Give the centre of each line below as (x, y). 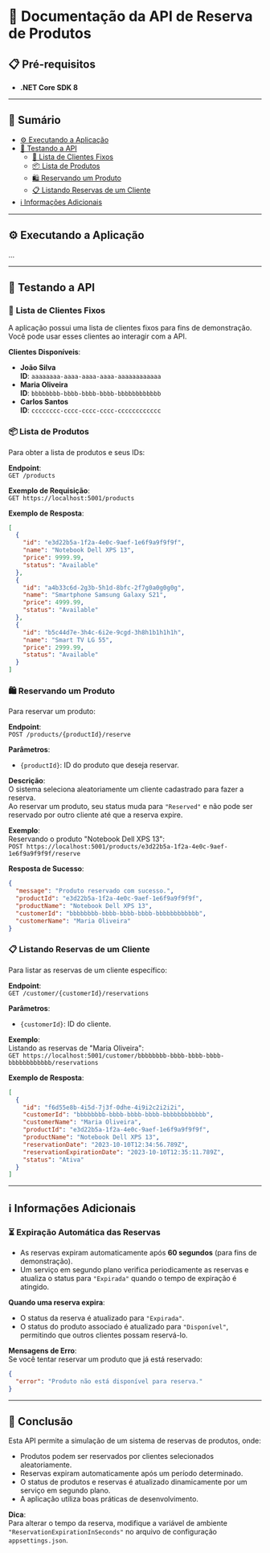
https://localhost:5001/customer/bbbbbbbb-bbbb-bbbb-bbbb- (124, 1056)
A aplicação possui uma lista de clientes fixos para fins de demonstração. (130, 328)
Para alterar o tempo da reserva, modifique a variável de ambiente (118, 1523)
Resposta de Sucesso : (46, 869)
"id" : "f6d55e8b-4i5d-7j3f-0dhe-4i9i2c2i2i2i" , (104, 1107)
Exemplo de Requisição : (49, 491)
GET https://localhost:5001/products (72, 498)
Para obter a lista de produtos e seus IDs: (77, 452)
